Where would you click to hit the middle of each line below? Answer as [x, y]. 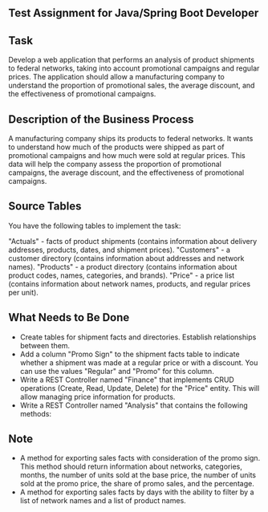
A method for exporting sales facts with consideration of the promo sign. [140, 458]
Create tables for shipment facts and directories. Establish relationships [138, 337]
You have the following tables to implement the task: [95, 226]
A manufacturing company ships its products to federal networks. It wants [131, 139]
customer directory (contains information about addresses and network [126, 258]
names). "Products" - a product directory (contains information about [123, 266]
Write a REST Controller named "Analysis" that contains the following [134, 405]
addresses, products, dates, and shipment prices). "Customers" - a [120, 250]
